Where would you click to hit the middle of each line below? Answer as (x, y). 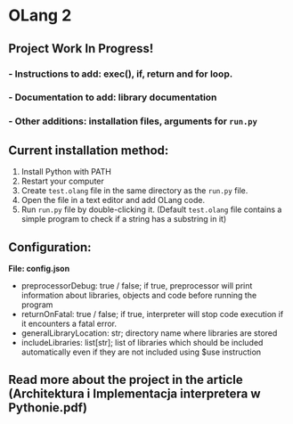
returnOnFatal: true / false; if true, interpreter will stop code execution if (152, 314)
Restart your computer (62, 181)
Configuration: (50, 247)
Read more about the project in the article (126, 380)
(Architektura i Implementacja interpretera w (134, 394)
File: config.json (39, 268)
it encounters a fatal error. (69, 323)
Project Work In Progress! (81, 49)
